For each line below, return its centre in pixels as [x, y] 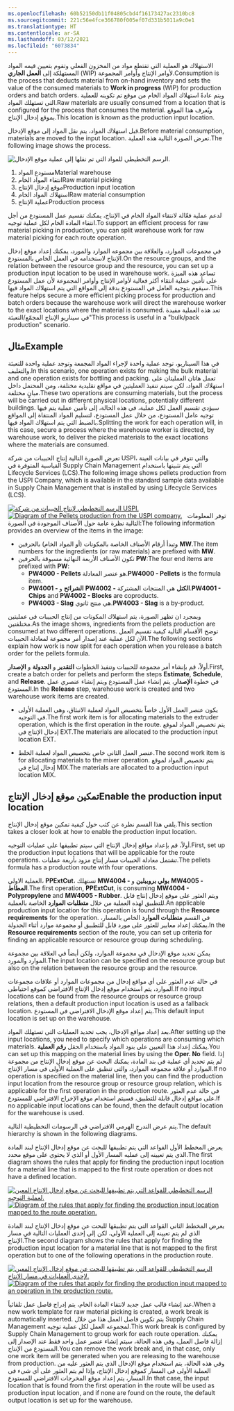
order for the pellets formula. [49, 653]
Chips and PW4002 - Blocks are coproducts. [93, 595]
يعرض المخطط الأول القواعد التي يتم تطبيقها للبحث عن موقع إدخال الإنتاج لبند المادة [115, 1147]
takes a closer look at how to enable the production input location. [102, 831]
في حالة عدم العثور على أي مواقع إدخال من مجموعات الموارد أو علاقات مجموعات [113, 981]
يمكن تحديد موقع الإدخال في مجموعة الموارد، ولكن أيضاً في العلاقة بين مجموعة [109, 953]
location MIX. [37, 774]
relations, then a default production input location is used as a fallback [108, 1003]
